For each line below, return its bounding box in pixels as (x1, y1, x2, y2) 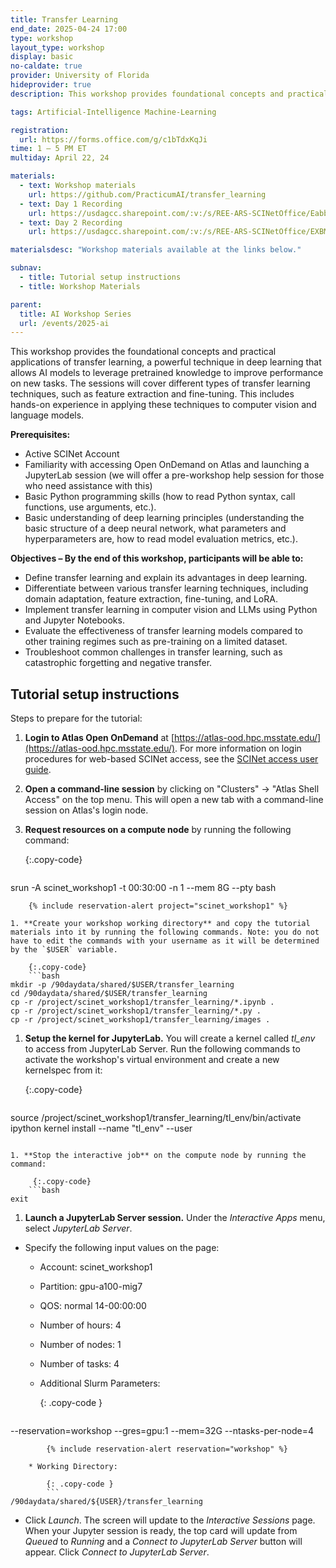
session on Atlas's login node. (24, 804, 149, 816)
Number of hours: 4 (39, 1319, 122, 1331)
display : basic (10, 52, 74, 62)
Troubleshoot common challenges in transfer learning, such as (24, 646, 283, 658)
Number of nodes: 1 (39, 1339, 122, 1351)
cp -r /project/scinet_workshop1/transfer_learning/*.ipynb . (10, 997, 275, 1008)
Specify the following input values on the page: (24, 1242, 220, 1254)
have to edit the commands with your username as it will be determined (10, 936, 320, 946)
